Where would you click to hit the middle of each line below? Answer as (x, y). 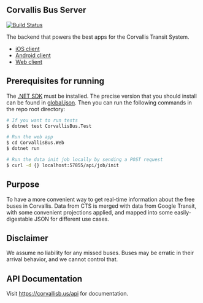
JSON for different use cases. (71, 219)
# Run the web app (30, 137)
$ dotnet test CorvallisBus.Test (49, 126)
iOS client (27, 49)
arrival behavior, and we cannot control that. (62, 259)
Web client (29, 61)
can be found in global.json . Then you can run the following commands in (99, 102)
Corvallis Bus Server (46, 10)
